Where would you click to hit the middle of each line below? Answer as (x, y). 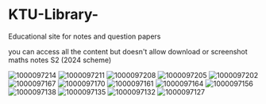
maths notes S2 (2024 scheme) (60, 60)
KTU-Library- (54, 15)
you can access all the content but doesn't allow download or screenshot (128, 51)
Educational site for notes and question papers (85, 36)
